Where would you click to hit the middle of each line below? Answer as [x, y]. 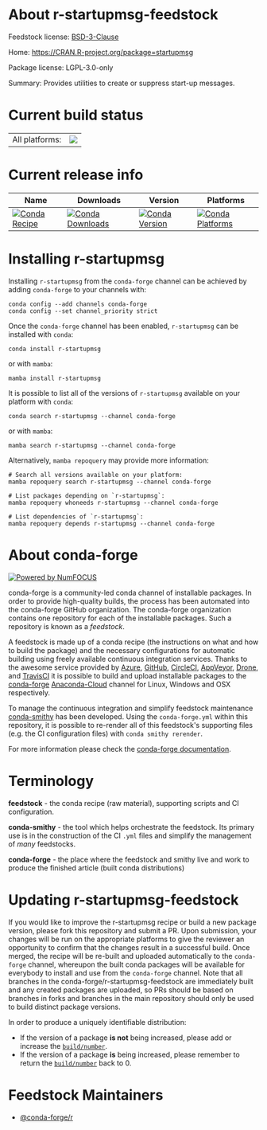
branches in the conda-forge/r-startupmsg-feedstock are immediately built [131, 981]
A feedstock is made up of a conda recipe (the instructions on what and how [133, 642]
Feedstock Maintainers [86, 1095]
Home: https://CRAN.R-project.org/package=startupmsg [101, 52]
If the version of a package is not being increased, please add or [126, 1038]
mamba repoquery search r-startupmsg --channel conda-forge [110, 482]
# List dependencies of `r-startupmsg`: [76, 516]
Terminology [51, 781]
